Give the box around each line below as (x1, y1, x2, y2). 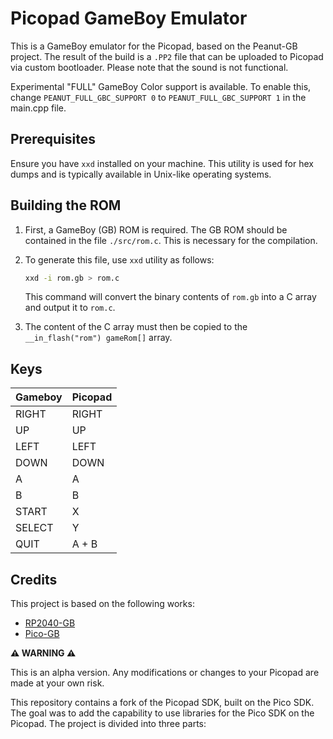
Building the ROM (10, 197, 122, 214)
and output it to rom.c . (24, 302, 116, 314)
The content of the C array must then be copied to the (24, 321, 248, 333)
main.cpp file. (10, 102, 67, 114)
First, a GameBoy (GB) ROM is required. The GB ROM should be (24, 223, 288, 236)
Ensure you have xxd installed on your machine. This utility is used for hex (10, 157, 314, 169)
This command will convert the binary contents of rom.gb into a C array (24, 291, 317, 303)
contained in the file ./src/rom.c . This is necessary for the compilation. (24, 234, 318, 246)
